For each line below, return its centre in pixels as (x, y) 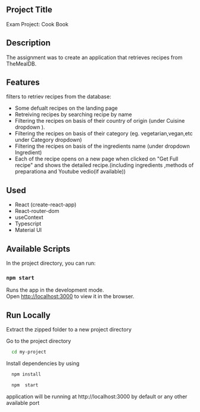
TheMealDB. (21, 63)
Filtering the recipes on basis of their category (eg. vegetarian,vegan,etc (104, 134)
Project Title (29, 10)
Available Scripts (38, 249)
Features (23, 83)
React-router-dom (37, 211)
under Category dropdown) (48, 140)
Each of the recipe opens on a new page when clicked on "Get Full (96, 159)
